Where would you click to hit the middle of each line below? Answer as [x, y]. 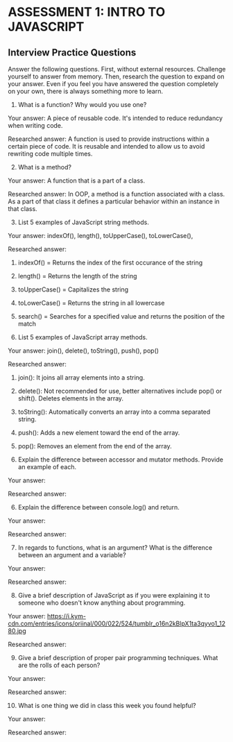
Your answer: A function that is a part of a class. [77, 180]
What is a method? [45, 167]
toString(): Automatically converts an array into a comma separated [114, 412]
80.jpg [17, 631]
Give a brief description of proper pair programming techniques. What [118, 658]
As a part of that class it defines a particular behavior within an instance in [114, 201]
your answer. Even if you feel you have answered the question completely [113, 84]
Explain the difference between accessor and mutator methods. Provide [121, 459]
